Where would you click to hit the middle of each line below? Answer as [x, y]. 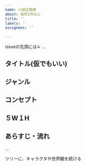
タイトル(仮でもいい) [36, 63]
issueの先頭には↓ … [25, 47]
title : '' [15, 19]
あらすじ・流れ [27, 136]
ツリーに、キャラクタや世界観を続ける [43, 158]
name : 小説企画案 [21, 10]
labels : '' [16, 23]
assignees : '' [19, 28]
